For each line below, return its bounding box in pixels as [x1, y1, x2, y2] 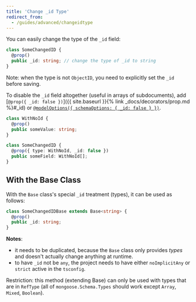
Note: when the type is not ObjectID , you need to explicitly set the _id [6, 74, 174, 81]
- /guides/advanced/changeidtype [11, 19, 93, 25]
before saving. [6, 80, 41, 87]
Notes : [6, 236, 23, 243]
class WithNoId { [6, 115, 49, 121]
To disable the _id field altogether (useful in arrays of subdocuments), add [6, 92, 187, 99]
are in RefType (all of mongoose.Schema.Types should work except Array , [6, 283, 177, 290]
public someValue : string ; [11, 126, 77, 132]
